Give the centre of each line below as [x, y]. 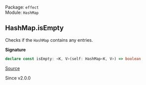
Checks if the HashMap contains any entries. [49, 40]
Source [12, 68]
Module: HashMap [22, 12]
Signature [16, 50]
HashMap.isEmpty [35, 28]
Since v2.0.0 [18, 78]
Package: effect [22, 7]
